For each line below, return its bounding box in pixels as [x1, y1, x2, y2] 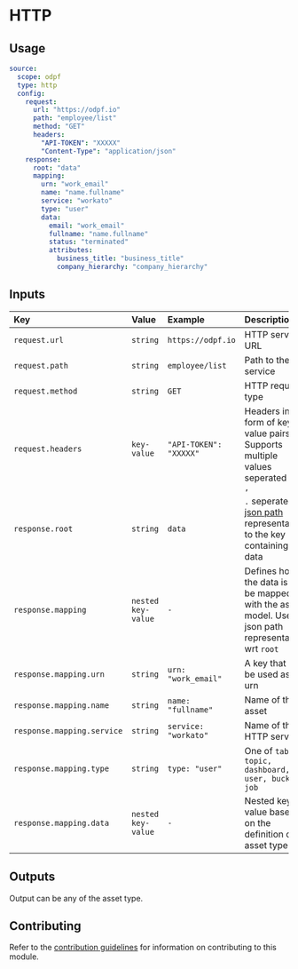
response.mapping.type [13, 763, 109, 774]
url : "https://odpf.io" [32, 106, 122, 115]
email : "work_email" [48, 221, 125, 230]
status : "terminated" [48, 237, 129, 247]
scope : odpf [17, 72, 62, 81]
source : [9, 64, 38, 73]
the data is [244, 576, 288, 588]
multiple [244, 449, 278, 462]
